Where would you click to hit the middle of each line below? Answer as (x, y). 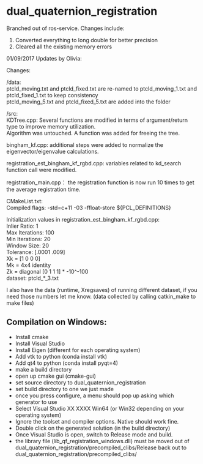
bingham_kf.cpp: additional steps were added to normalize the (85, 144)
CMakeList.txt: (24, 201)
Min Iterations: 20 (28, 239)
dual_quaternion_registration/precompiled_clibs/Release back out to (101, 447)
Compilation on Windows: (57, 322)
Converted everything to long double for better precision (86, 40)
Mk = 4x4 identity (29, 265)
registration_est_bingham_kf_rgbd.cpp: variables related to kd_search (94, 163)
